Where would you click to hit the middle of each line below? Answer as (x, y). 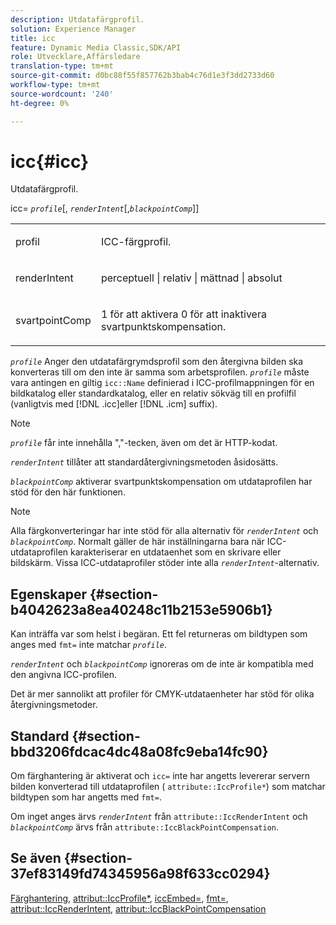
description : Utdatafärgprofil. (77, 19)
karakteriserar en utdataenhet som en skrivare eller (176, 552)
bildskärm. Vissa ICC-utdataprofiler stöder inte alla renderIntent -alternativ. (165, 563)
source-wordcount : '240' (62, 94)
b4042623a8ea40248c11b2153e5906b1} (141, 609)
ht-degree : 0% (40, 103)
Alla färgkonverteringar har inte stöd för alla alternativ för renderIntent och (164, 531)
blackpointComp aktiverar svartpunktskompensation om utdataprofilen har (161, 482)
